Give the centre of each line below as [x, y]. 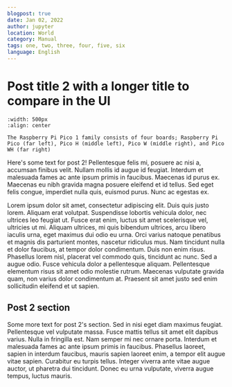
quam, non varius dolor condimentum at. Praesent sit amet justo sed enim [113, 279]
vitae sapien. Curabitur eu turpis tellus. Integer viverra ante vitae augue [109, 361]
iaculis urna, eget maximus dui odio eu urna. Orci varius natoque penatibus [114, 234]
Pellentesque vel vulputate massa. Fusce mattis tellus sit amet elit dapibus [113, 332]
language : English [34, 53]
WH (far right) [29, 149]
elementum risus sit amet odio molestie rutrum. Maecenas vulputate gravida [116, 271]
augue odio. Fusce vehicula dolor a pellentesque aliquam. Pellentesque [108, 264]
